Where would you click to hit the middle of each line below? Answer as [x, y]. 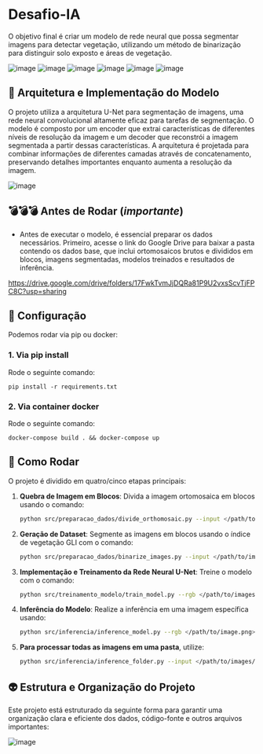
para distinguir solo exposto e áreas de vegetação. [90, 53]
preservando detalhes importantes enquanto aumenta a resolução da [120, 162]
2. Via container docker [54, 406]
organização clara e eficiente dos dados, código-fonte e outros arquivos [125, 718]
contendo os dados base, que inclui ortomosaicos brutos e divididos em [136, 251]
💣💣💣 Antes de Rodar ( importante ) [96, 211]
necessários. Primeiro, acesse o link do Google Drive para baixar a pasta [137, 242]
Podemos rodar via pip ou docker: [63, 335]
